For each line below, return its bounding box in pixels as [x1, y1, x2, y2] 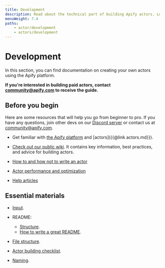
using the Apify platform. [5, 72, 55, 78]
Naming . [12, 257, 29, 263]
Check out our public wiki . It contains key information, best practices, [12, 144, 153, 149]
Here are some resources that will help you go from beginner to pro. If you [5, 114, 156, 120]
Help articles [12, 177, 38, 183]
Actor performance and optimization [12, 168, 86, 174]
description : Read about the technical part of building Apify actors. [5, 12, 155, 17]
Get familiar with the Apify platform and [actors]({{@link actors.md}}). [12, 134, 154, 140]
